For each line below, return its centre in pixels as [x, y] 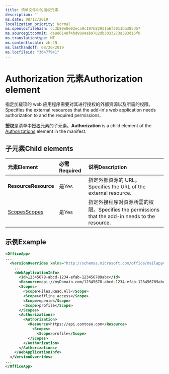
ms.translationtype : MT [30, 38]
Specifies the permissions [129, 210]
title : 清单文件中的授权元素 [32, 10]
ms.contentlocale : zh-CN [31, 43]
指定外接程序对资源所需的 [119, 202]
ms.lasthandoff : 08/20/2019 [35, 47]
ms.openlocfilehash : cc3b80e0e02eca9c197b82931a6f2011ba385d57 [73, 29]
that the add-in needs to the [122, 217]
